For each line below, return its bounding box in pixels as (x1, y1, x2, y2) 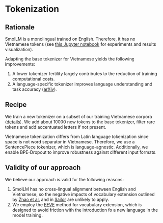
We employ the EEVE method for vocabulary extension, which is (12, 201, 142, 207)
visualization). (5, 47, 33, 52)
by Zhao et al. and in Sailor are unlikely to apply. (12, 196, 109, 202)
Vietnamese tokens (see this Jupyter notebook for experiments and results (5, 41, 156, 47)
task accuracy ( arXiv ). (12, 86, 57, 92)
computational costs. (12, 76, 55, 82)
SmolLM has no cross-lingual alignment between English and (12, 186, 136, 192)
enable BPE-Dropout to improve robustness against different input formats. (5, 149, 157, 155)
